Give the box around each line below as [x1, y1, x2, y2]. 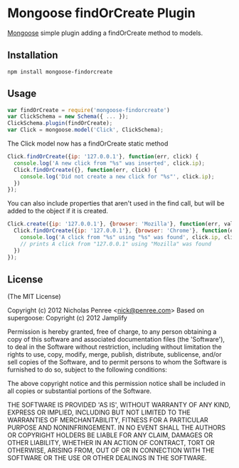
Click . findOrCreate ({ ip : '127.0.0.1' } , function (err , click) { [7, 153, 199, 161]
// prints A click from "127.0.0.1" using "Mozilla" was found [20, 240, 212, 248]
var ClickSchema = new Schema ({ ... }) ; [7, 113, 129, 121]
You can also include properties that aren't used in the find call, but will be [7, 199, 225, 208]
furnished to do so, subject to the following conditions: [7, 365, 167, 374]
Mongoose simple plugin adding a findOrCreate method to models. [7, 29, 203, 37]
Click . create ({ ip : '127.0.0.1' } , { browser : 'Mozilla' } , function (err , [7, 220, 221, 228]
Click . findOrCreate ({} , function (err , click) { [14, 166, 158, 173]
